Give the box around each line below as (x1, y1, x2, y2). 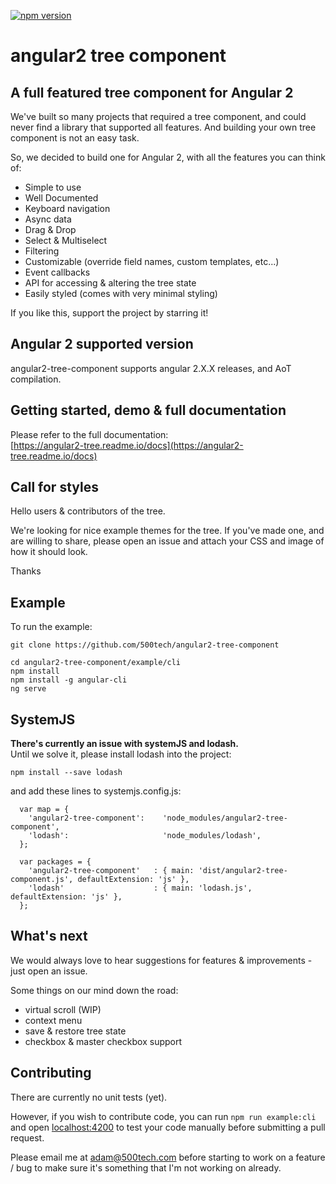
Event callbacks (24, 266, 91, 278)
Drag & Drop (24, 224, 77, 235)
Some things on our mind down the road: (10, 984, 179, 996)
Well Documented (24, 192, 99, 204)
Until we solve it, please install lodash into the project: (10, 748, 232, 760)
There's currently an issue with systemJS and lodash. (10, 738, 239, 750)
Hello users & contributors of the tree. (10, 505, 166, 517)
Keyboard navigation (24, 203, 111, 214)
